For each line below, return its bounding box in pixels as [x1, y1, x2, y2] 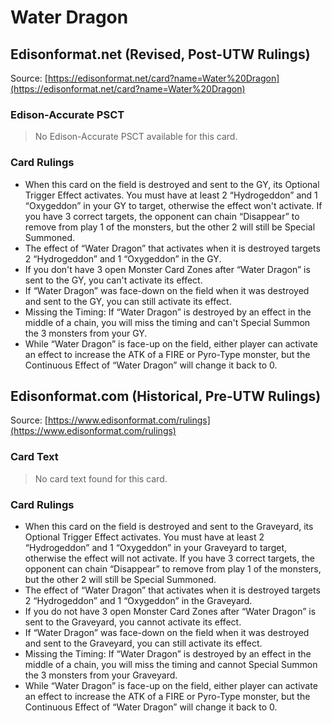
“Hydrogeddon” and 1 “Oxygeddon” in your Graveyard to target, [24, 542, 288, 553]
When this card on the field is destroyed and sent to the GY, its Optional [24, 178, 320, 190]
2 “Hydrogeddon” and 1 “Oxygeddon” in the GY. [24, 252, 222, 265]
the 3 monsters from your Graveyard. [24, 669, 178, 681]
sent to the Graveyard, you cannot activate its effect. [24, 616, 242, 628]
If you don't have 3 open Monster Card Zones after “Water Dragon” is [24, 263, 311, 275]
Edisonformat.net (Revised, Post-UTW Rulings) [10, 46, 311, 63]
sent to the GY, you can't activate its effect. [24, 274, 203, 286]
